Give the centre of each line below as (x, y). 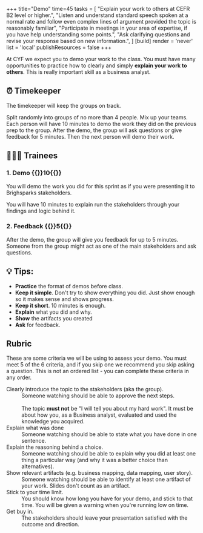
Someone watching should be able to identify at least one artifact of (106, 479)
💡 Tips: (20, 272)
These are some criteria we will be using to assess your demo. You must (97, 358)
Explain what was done (35, 428)
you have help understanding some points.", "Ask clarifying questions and (98, 35)
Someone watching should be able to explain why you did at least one (108, 454)
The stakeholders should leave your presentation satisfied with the (105, 518)
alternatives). (38, 466)
